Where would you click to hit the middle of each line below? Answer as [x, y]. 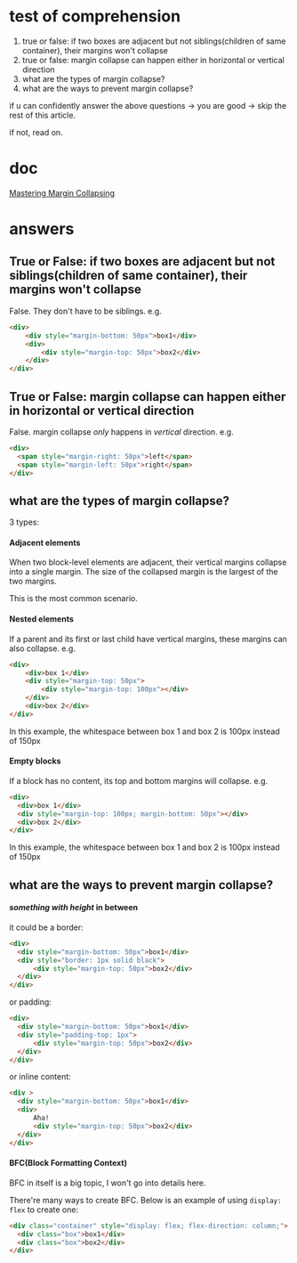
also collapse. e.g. [42, 648]
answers [42, 229]
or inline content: [40, 1077]
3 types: [24, 522]
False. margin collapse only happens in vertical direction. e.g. [121, 432]
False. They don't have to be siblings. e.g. [85, 311]
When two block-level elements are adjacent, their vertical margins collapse [148, 562]
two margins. [33, 582]
